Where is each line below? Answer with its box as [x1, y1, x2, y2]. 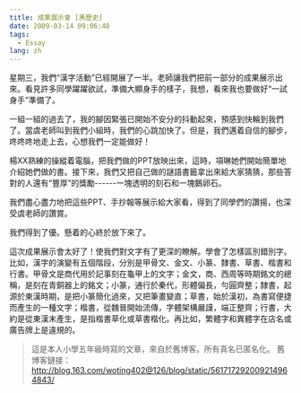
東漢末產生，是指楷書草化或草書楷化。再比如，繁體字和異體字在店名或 [32, 313, 292, 324]
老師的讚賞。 [24, 208, 73, 219]
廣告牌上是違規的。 [9, 325, 81, 336]
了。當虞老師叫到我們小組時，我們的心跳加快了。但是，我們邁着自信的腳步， [9, 125, 292, 135]
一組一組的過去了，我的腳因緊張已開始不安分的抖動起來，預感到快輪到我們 [9, 114, 284, 125]
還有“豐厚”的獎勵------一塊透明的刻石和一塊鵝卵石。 [32, 178, 227, 188]
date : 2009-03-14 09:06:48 [9, 22, 110, 31]
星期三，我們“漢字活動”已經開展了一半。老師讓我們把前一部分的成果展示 [9, 73, 276, 83]
